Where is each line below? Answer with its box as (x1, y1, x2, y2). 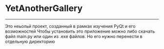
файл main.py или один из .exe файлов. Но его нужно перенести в (5, 33, 143, 39)
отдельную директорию (5, 38, 55, 44)
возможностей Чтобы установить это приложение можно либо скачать (5, 28, 155, 34)
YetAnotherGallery (5, 3, 83, 14)
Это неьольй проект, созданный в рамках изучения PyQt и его (5, 23, 136, 29)
